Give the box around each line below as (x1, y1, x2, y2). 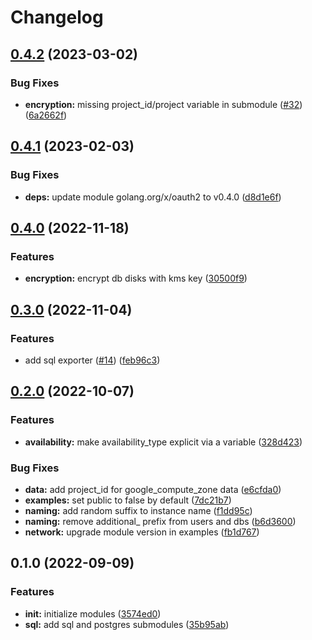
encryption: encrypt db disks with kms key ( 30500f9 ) (24, 272, 248, 285)
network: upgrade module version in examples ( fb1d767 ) (24, 526, 260, 538)
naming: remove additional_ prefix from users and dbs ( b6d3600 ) (24, 515, 297, 527)
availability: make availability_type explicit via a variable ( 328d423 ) (24, 436, 303, 448)
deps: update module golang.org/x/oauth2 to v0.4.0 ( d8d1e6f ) (24, 191, 282, 203)
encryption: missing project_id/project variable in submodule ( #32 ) (24, 98, 303, 110)
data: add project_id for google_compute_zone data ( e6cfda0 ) (24, 483, 282, 495)
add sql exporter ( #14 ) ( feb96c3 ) (24, 354, 161, 366)
